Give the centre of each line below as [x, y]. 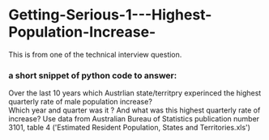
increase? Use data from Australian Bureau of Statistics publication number [134, 119]
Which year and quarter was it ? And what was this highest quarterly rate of [134, 110]
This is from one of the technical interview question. [95, 54]
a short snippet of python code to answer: [93, 75]
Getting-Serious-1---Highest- [110, 15]
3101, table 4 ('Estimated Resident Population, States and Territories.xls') [130, 128]
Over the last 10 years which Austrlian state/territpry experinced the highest [135, 93]
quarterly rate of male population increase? [80, 102]
